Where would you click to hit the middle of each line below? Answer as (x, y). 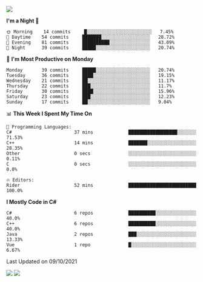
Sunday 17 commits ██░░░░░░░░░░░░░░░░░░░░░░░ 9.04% (89, 102)
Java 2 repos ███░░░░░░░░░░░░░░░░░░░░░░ (101, 234)
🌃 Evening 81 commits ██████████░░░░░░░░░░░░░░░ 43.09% (90, 42)
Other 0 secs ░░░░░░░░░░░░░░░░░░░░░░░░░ (101, 153)
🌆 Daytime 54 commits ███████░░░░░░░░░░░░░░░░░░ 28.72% (90, 37)
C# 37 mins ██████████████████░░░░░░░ (101, 132)
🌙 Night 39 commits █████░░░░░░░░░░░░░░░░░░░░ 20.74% (90, 48)
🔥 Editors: (20, 180)
